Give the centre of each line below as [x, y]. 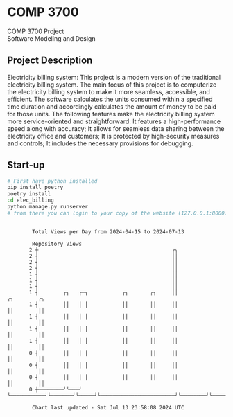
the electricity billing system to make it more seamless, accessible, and [109, 91]
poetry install [29, 194]
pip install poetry [35, 188]
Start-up [26, 165]
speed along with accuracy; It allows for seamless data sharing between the [116, 128]
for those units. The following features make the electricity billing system [111, 114]
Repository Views [57, 244]
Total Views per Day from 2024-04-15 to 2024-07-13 [109, 232]
